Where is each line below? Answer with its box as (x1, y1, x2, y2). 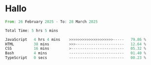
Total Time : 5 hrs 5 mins (5, 28, 58, 33)
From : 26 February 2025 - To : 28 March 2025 (5, 19, 98, 24)
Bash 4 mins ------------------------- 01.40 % (5, 51, 147, 56)
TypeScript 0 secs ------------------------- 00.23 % (5, 55, 147, 61)
